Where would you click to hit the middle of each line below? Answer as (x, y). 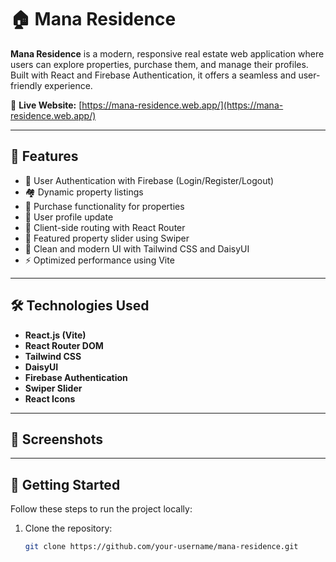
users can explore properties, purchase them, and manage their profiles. (159, 64)
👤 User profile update (69, 217)
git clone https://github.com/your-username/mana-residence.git (161, 547)
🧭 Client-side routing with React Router (105, 227)
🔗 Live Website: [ (46, 105)
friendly (26, 85)
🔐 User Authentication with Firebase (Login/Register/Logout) (149, 180)
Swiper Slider (53, 388)
